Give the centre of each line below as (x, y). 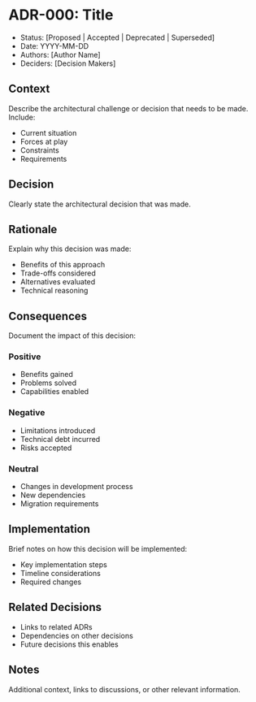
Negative (27, 413)
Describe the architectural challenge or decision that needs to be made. (128, 108)
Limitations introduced (58, 430)
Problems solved (48, 383)
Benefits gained (46, 375)
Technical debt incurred (60, 439)
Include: (22, 117)
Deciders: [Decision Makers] (68, 63)
